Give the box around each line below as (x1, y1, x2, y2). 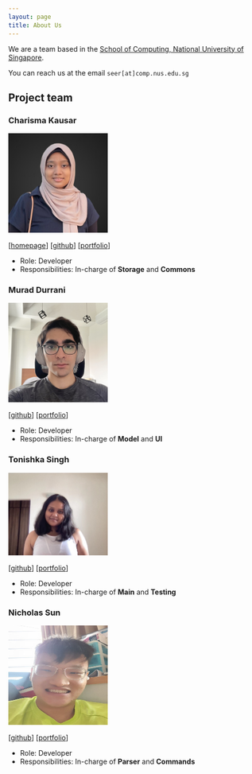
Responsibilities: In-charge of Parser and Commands (19, 756, 196, 766)
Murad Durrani (8, 284, 66, 295)
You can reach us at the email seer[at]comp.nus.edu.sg (8, 68, 189, 77)
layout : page (8, 13, 52, 21)
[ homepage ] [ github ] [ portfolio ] (8, 240, 111, 250)
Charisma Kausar (8, 115, 77, 126)
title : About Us (8, 21, 62, 29)
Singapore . (8, 53, 45, 62)
